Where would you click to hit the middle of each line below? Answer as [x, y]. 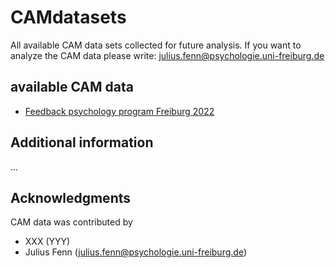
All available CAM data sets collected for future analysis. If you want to [156, 45]
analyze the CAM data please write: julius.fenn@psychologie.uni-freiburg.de [167, 55]
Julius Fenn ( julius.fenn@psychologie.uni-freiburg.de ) [135, 252]
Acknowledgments [71, 197]
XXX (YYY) [47, 242]
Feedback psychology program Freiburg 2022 [119, 111]
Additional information [82, 142]
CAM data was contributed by [71, 222]
